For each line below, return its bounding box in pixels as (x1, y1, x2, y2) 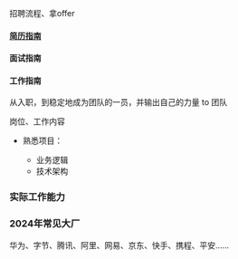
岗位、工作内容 (9, 116, 65, 127)
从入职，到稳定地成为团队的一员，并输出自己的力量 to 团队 (9, 97, 228, 108)
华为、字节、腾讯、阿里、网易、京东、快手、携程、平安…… (9, 239, 230, 251)
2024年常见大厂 (9, 217, 81, 230)
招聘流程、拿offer (9, 8, 75, 18)
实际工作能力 (9, 191, 66, 204)
